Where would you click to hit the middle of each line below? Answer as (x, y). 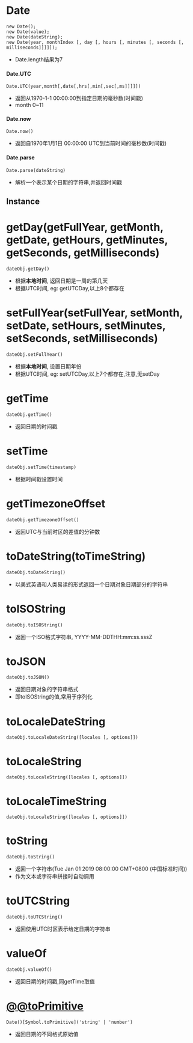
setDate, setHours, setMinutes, (86, 326)
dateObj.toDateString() (36, 572)
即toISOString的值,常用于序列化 (54, 697)
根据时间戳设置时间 (39, 479)
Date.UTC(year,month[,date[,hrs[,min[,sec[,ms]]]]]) (74, 87)
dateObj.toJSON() (28, 677)
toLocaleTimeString (57, 801)
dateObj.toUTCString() (35, 917)
